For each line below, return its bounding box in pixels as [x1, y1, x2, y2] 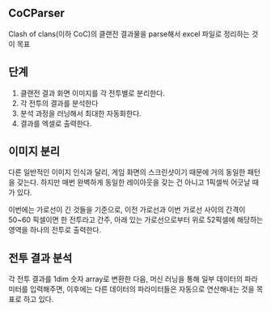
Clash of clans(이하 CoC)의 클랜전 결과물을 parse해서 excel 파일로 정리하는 [8, 28, 250, 39]
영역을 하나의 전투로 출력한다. [8, 225, 102, 235]
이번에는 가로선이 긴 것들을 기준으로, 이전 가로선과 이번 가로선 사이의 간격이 [8, 205, 246, 215]
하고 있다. [23, 295, 54, 305]
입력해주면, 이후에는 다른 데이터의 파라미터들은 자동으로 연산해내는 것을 [29, 284, 255, 294]
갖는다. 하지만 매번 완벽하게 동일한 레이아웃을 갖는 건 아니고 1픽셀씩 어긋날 [16, 177, 251, 187]
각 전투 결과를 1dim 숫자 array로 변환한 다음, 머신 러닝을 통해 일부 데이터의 [8, 275, 243, 284]
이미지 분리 [8, 145, 61, 159]
